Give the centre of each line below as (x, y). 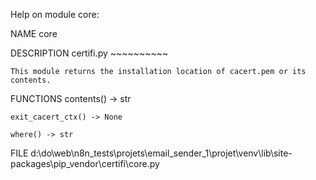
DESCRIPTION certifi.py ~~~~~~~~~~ (89, 53)
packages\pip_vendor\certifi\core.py (85, 163)
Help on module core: (55, 14)
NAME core (34, 33)
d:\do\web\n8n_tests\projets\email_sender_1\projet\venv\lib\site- (161, 153)
